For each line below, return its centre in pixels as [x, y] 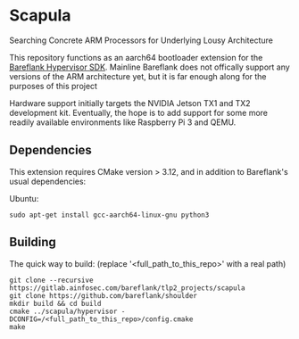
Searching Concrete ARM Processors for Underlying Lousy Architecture [141, 40]
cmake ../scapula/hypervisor [63, 311]
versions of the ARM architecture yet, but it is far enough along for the [138, 76]
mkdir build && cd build [55, 303]
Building [33, 242]
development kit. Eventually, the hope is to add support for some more [138, 112]
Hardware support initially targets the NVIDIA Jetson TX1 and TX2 [130, 103]
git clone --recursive [51, 280]
